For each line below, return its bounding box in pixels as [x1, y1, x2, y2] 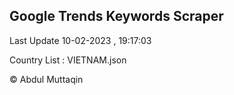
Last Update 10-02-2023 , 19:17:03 [9, 34, 152, 46]
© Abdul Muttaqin [9, 73, 84, 85]
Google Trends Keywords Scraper [9, 8, 224, 25]
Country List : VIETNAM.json [9, 54, 127, 66]
